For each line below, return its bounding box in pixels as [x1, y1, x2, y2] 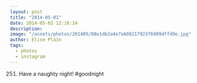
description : [10, 25, 43, 32]
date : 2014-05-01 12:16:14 [10, 20, 78, 26]
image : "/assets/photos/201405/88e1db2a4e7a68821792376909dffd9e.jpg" [10, 31, 192, 37]
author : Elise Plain [10, 37, 62, 43]
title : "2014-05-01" [10, 14, 62, 20]
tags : [10, 43, 24, 49]
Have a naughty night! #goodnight [18, 70, 105, 77]
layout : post [10, 8, 43, 15]
